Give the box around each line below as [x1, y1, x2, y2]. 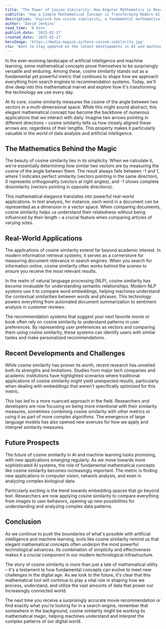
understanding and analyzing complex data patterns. [5, 503, 113, 509]
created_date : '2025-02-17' [5, 35, 63, 40]
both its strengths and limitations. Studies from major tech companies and [5, 367, 156, 373]
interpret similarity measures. [5, 424, 65, 430]
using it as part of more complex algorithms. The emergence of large [5, 414, 146, 420]
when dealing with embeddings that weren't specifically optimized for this [5, 383, 156, 389]
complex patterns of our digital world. [5, 618, 82, 624]
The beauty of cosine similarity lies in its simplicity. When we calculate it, [5, 158, 154, 164]
